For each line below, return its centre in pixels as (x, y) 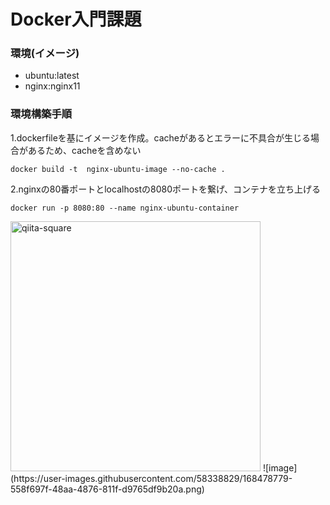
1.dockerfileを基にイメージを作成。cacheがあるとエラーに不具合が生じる (160, 137)
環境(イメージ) (45, 53)
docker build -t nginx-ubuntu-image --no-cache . (118, 169)
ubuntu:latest (52, 76)
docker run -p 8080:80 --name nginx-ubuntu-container (125, 208)
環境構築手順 (41, 114)
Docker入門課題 (76, 19)
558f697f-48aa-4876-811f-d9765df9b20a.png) (107, 489)
